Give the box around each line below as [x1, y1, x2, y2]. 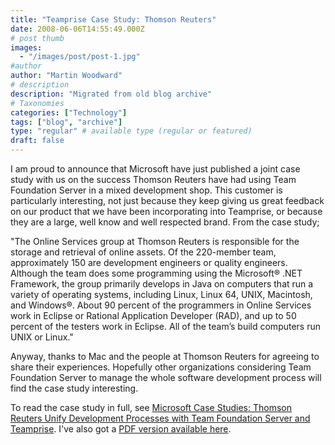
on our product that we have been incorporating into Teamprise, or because [10, 206, 323, 217]
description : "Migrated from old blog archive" [10, 89, 213, 99]
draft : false [10, 136, 65, 146]
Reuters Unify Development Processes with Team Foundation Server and [10, 412, 311, 424]
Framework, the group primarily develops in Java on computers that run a [10, 278, 314, 290]
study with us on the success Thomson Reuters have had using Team [10, 174, 297, 185]
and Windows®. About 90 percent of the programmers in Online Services [10, 299, 312, 311]
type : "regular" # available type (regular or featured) [10, 126, 253, 136]
